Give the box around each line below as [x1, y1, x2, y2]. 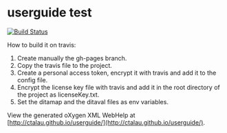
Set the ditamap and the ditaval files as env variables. [17, 97, 169, 106]
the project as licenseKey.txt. [17, 90, 100, 99]
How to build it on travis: [7, 40, 76, 49]
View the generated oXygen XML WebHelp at [7, 111, 136, 119]
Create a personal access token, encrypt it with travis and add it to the [17, 69, 217, 77]
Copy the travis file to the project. [17, 61, 112, 69]
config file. [17, 75, 48, 84]
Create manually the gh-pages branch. [17, 53, 127, 62]
